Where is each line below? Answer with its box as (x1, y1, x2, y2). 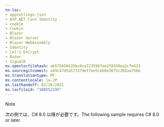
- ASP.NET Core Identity (5, 17, 57, 22)
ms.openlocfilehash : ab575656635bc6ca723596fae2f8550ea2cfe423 (5, 63, 141, 69)
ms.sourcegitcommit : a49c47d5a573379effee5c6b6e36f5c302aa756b (5, 69, 141, 74)
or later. (5, 117, 21, 123)
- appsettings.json (5, 12, 46, 17)
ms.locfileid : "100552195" (5, 87, 62, 92)
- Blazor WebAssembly (5, 40, 51, 45)
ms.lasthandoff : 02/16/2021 (5, 82, 64, 87)
